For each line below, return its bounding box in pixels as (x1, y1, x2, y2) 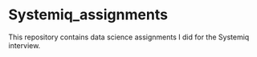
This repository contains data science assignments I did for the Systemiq (8, 32, 250, 42)
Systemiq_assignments (8, 6, 169, 24)
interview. (8, 40, 41, 50)
